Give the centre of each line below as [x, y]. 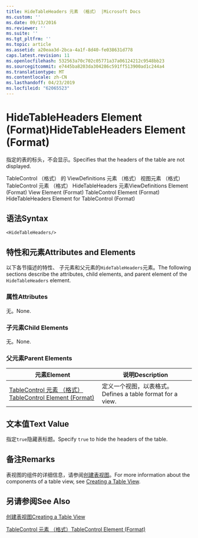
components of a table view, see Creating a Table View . [73, 481]
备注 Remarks [31, 459]
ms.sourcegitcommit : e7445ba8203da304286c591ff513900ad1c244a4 [85, 66]
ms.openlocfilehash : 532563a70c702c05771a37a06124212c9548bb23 [85, 61]
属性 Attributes [27, 297]
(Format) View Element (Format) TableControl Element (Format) [83, 192]
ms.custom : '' [24, 17]
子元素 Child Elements [37, 328]
